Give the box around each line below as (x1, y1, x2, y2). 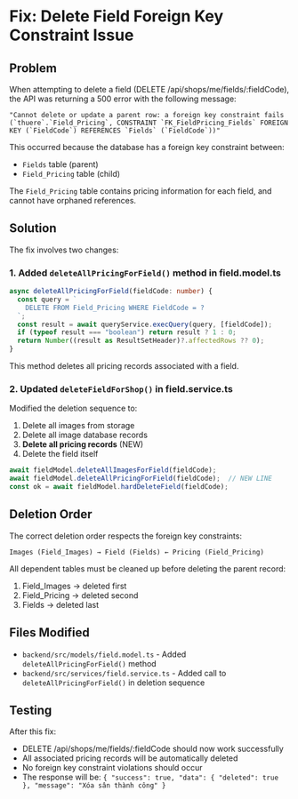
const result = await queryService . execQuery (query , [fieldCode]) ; (17, 320, 273, 329)
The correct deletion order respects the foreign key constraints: (9, 531, 243, 541)
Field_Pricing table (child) (21, 169, 121, 179)
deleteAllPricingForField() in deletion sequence (21, 677, 205, 688)
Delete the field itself (21, 449, 99, 459)
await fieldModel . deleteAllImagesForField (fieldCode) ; (9, 466, 217, 475)
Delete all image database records (21, 429, 149, 441)
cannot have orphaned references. (9, 196, 136, 205)
